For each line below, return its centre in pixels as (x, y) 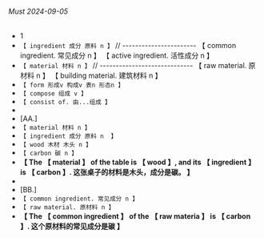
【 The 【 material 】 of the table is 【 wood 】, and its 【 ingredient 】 (138, 162)
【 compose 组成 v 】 (54, 94)
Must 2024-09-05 (38, 11)
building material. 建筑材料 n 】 (111, 75)
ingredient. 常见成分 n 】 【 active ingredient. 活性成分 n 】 (117, 55)
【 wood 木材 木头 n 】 (56, 145)
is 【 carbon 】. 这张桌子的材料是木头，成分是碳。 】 (107, 172)
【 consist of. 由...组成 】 (65, 103)
